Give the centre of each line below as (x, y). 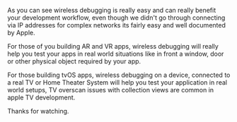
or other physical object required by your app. (74, 61)
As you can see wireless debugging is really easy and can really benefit (112, 10)
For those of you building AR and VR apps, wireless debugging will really (113, 46)
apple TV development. (41, 97)
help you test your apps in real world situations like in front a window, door (116, 54)
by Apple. (21, 32)
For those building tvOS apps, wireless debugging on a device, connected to (119, 75)
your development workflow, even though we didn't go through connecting (116, 18)
